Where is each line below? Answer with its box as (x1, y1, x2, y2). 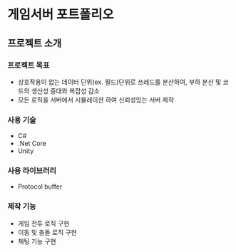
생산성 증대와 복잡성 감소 (31, 86, 100, 95)
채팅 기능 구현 (17, 236, 56, 246)
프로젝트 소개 (7, 37, 62, 49)
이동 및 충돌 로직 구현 (17, 228, 77, 236)
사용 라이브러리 (7, 166, 57, 176)
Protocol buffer (17, 182, 63, 191)
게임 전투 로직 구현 (17, 219, 70, 228)
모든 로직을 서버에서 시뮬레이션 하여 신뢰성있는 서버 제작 (17, 95, 175, 104)
